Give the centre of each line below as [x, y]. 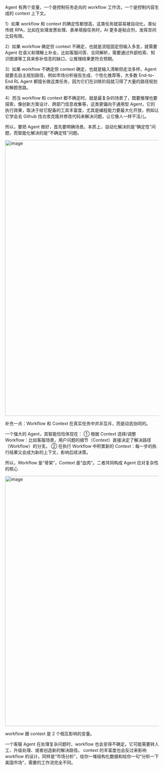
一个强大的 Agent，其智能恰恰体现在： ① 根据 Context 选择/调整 [71, 434]
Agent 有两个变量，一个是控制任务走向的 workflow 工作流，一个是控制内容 [80, 7]
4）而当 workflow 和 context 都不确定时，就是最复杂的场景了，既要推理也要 [81, 98]
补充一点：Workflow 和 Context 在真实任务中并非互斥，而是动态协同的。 [78, 423]
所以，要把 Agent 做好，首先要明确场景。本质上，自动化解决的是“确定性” [78, 127]
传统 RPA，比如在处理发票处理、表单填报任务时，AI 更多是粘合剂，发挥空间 [81, 30]
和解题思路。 [18, 88]
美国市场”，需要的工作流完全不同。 [40, 762]
